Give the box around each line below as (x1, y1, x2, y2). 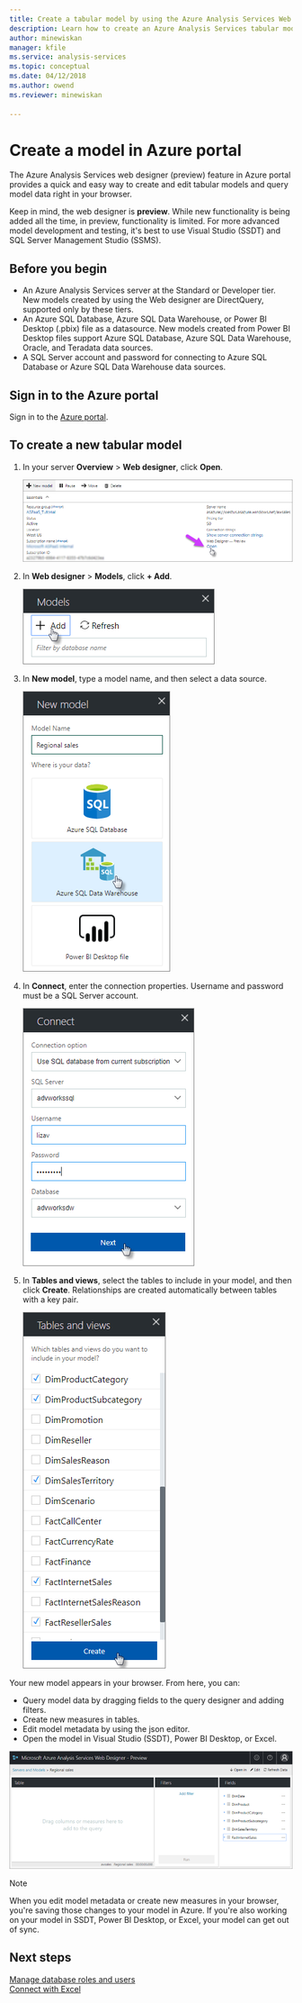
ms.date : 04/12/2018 (9, 72, 87, 81)
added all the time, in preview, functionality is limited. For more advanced (9, 216, 280, 227)
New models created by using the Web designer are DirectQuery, (22, 295, 264, 305)
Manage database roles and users (9, 1973, 136, 1985)
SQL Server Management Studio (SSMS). (9, 235, 162, 246)
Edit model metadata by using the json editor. (22, 1723, 191, 1734)
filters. (22, 1704, 47, 1715)
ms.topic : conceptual (9, 62, 91, 71)
